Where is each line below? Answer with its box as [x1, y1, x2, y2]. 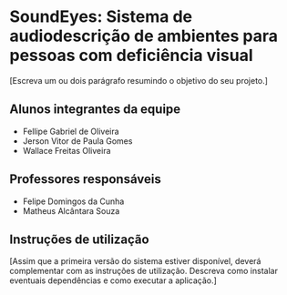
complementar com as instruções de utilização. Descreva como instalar [9, 266, 278, 277]
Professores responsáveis [9, 171, 161, 188]
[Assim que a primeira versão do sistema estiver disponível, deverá [9, 256, 261, 267]
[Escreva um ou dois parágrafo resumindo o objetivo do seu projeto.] [9, 75, 269, 86]
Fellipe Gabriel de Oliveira [22, 126, 120, 137]
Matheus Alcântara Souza [22, 205, 120, 216]
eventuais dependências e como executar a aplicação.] [9, 275, 217, 286]
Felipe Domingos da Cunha [22, 196, 125, 207]
